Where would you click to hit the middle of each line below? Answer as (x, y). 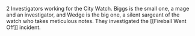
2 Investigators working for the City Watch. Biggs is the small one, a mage (98, 9)
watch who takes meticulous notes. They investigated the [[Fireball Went (96, 21)
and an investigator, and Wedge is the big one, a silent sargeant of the (93, 15)
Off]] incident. (23, 27)
